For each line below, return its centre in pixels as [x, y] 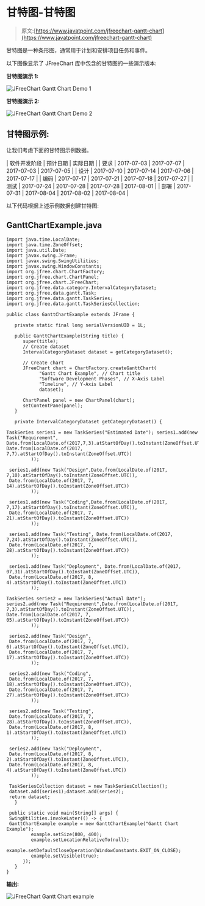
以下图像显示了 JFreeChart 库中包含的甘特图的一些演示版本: [81, 63]
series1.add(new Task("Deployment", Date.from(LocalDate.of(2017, [95, 566]
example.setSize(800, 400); [67, 834]
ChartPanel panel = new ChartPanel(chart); [79, 400]
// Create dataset [46, 347]
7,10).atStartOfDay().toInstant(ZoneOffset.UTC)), [72, 475]
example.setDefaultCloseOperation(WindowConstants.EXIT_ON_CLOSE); [94, 850]
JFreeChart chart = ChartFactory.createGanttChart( [89, 368]
